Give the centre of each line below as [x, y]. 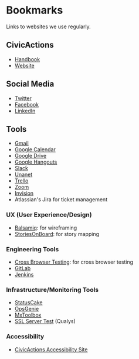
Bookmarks [35, 10]
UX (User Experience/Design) [49, 215]
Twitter [23, 98]
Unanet [23, 175]
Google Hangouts [36, 162]
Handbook [27, 59]
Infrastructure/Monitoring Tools [52, 290]
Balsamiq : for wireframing [46, 228]
